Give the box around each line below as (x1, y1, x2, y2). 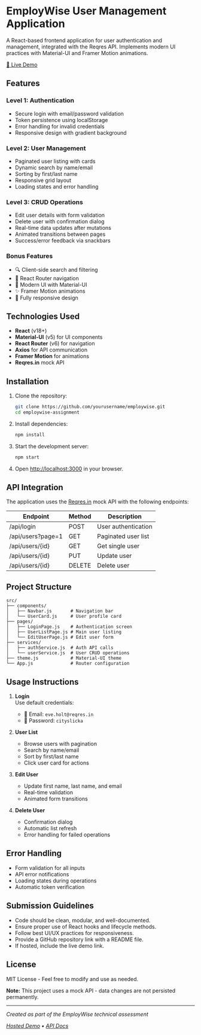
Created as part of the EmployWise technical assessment (6, 1010, 148, 1018)
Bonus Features (6, 252, 53, 260)
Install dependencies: (14, 420, 68, 427)
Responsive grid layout (14, 177, 72, 184)
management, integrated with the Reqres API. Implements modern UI (6, 43, 176, 50)
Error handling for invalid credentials (14, 123, 105, 130)
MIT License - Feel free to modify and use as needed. (6, 975, 139, 982)
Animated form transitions (23, 795, 88, 803)
